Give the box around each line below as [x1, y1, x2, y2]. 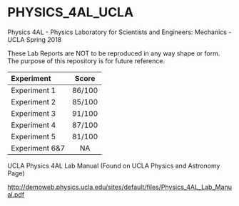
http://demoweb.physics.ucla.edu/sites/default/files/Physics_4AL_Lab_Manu [7, 183, 232, 191]
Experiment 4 [11, 120, 56, 130]
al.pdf [7, 190, 25, 199]
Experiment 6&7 [11, 143, 66, 153]
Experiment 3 [11, 108, 56, 118]
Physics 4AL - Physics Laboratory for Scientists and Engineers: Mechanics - [7, 28, 232, 36]
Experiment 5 [11, 131, 56, 141]
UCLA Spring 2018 [7, 35, 62, 43]
